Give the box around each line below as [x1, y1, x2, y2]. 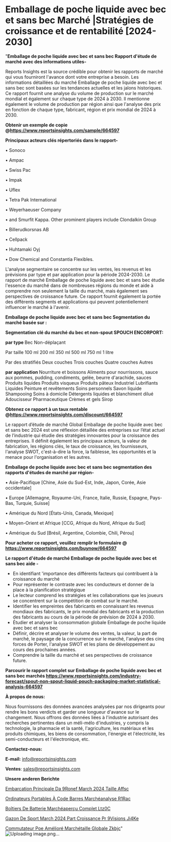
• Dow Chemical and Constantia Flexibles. [5, 256, 94, 262]
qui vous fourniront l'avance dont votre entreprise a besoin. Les [5, 74, 139, 80]
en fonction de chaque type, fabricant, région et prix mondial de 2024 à [5, 106, 156, 113]
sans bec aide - [5, 560, 39, 566]
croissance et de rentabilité [5, 26, 124, 37]
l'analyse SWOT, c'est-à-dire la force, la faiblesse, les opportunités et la [5, 449, 157, 455]
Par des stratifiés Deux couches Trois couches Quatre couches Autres [5, 359, 153, 365]
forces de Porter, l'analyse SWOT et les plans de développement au [12, 641, 155, 647]
